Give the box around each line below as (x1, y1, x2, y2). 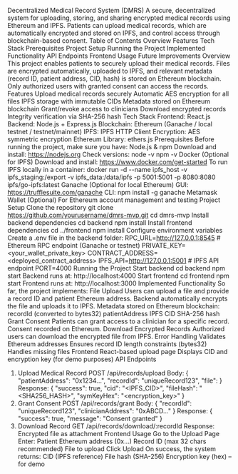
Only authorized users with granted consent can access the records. (7, 82, 209, 90)
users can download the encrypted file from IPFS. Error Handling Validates (7, 332, 226, 341)
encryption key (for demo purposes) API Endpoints (7, 355, 157, 363)
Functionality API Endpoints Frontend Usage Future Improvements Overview (7, 51, 231, 60)
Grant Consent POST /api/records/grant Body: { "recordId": (17, 399, 192, 408)
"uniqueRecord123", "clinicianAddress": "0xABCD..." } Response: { (17, 407, 212, 415)
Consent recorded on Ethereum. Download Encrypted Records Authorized (7, 325, 225, 333)
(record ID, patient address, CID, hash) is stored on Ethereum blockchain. (7, 74, 222, 83)
